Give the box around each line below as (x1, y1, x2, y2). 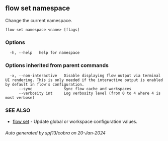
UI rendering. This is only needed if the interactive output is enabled (5, 78, 163, 83)
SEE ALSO (5, 107, 31, 114)
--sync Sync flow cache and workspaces (18, 87, 132, 92)
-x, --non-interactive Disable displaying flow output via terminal (10, 73, 161, 79)
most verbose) (5, 95, 35, 100)
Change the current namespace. (5, 17, 72, 23)
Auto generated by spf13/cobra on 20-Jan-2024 (5, 130, 106, 136)
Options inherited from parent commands (5, 62, 109, 69)
